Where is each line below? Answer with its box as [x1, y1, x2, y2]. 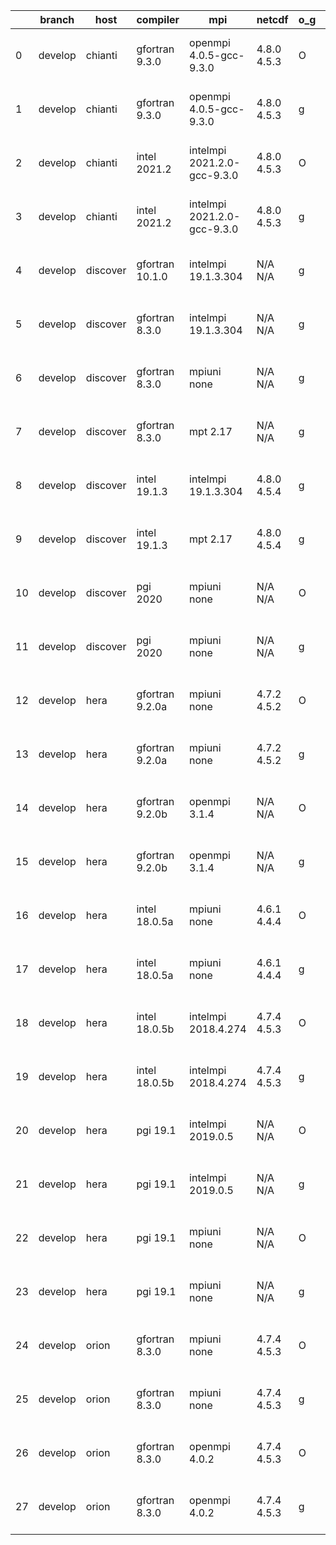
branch [39, 13, 75, 26]
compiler [136, 13, 180, 26]
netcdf [256, 13, 289, 26]
